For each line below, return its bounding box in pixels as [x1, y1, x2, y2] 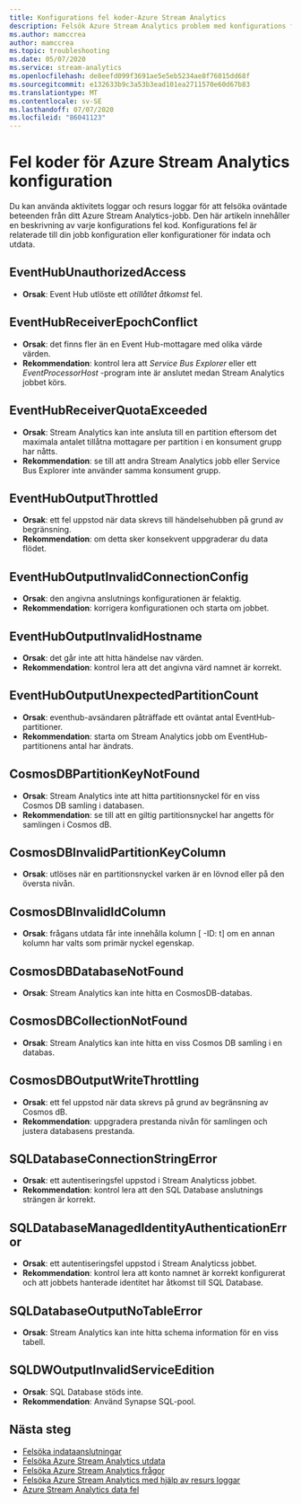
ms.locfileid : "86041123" [9, 113, 106, 122]
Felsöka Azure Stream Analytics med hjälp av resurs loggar [21, 1474, 241, 1485]
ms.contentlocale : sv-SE [9, 96, 102, 106]
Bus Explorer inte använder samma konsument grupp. [21, 464, 221, 476]
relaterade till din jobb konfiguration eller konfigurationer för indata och [9, 230, 271, 241]
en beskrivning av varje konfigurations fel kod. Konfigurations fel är [9, 220, 257, 231]
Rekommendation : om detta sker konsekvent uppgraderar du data [21, 533, 269, 544]
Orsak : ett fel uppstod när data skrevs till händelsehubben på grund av [21, 515, 284, 525]
